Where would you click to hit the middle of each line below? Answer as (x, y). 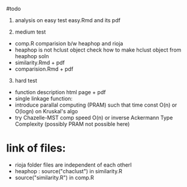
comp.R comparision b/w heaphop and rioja (69, 43)
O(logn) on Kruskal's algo (46, 111)
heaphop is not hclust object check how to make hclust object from (98, 50)
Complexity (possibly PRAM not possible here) (72, 124)
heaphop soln (32, 56)
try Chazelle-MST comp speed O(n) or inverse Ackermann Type (94, 117)
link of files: (36, 148)
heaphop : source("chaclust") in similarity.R (69, 171)
